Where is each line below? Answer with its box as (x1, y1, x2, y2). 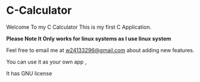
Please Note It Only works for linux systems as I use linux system (6, 35, 172, 42)
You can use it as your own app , (6, 58, 87, 65)
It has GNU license (6, 69, 53, 77)
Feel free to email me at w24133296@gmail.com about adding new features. (6, 46, 195, 54)
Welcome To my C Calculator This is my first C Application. (6, 23, 151, 31)
